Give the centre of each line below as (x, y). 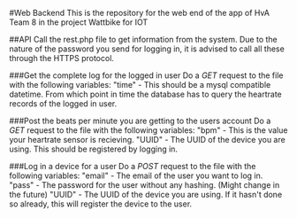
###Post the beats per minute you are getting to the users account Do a (140, 121)
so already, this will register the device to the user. (101, 204)
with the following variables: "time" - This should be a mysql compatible (140, 85)
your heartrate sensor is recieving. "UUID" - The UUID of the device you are (147, 140)
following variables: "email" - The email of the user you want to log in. (136, 175)
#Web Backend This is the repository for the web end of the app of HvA (139, 13)
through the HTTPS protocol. (62, 58)
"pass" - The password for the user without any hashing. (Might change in (145, 185)
